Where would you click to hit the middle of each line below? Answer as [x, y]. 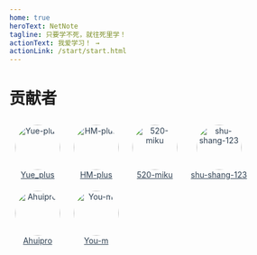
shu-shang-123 [219, 175]
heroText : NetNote [44, 26]
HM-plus [96, 175]
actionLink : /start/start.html [68, 51]
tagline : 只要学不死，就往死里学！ [68, 34]
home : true [30, 18]
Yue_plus [38, 175]
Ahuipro [37, 241]
